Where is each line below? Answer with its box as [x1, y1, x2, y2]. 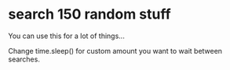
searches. [8, 54, 41, 64]
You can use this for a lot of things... [8, 31, 126, 40]
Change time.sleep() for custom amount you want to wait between [8, 46, 222, 55]
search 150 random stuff [8, 5, 171, 23]
